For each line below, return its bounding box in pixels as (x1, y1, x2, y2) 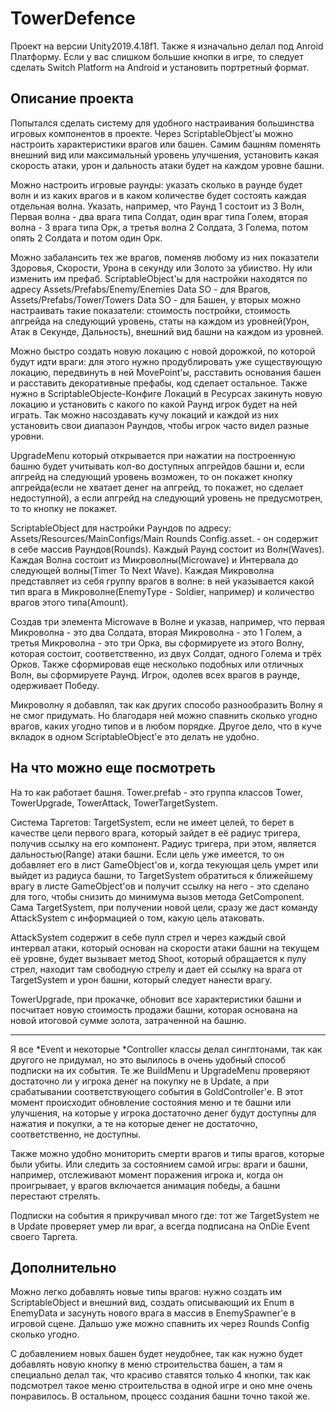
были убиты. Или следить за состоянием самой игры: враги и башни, (10, 1158, 308, 1170)
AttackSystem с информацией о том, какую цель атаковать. (10, 912, 265, 924)
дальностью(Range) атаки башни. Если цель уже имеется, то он (10, 848, 285, 860)
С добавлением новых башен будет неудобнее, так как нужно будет (10, 1348, 303, 1360)
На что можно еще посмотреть (10, 760, 217, 777)
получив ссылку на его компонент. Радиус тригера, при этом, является (10, 837, 317, 849)
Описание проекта (10, 90, 134, 107)
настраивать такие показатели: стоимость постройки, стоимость (10, 304, 291, 316)
